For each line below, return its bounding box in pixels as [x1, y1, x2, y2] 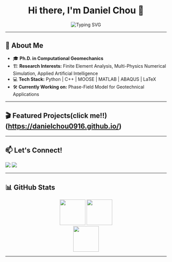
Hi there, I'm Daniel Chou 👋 [28, 5, 144, 16]
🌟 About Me [5, 41, 44, 50]
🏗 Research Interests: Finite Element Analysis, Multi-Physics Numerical [12, 63, 166, 69]
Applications [12, 91, 39, 97]
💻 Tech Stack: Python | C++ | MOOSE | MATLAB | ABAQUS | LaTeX [12, 76, 156, 82]
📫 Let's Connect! [5, 146, 62, 154]
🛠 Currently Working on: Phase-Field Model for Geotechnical [12, 84, 144, 90]
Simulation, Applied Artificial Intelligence [12, 70, 98, 76]
